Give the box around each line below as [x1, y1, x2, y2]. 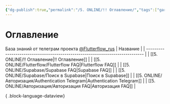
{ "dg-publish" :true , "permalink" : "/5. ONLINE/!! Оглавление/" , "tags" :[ [5, 7, 157, 13]
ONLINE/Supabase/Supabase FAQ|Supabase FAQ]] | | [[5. [5, 67, 125, 73]
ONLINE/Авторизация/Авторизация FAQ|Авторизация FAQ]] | [5, 83, 136, 89]
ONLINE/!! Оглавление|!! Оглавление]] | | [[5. [5, 56, 101, 62]
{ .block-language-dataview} [5, 92, 65, 98]
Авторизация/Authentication [5, 77, 66, 83]
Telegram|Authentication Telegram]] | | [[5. [66, 77, 156, 83]
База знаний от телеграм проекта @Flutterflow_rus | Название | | [5, 46, 145, 52]
